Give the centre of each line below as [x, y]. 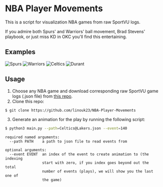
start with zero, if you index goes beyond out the [96, 163]
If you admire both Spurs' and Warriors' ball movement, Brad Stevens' [75, 31]
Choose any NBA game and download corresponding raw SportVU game [85, 91]
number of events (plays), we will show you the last [98, 171]
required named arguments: [32, 137]
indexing [14, 159]
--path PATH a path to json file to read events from [68, 142]
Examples [20, 52]
